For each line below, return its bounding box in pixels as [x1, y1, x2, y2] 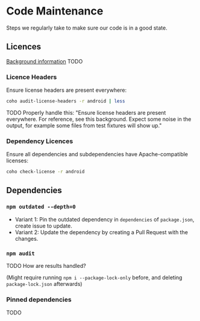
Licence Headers [6, 72, 57, 81]
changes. [14, 235, 39, 242]
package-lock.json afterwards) [6, 281, 83, 288]
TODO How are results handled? [6, 262, 86, 270]
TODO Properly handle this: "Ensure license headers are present [6, 109, 166, 116]
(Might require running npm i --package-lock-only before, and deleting [6, 274, 183, 281]
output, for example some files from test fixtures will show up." [6, 122, 162, 129]
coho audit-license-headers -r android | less [6, 98, 125, 104]
